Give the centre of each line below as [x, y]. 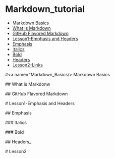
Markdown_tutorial [45, 9]
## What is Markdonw [28, 84]
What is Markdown [31, 28]
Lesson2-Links [28, 65]
